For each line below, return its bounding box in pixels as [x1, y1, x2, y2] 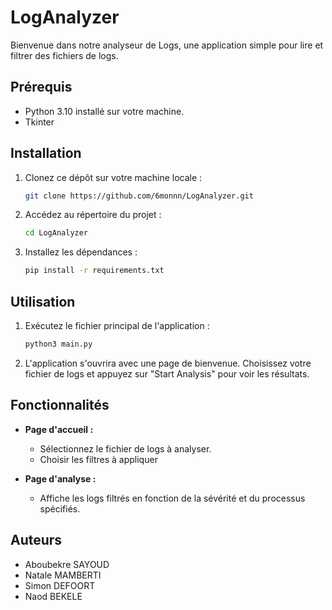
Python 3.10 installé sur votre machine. [24, 105, 185, 117]
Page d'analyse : [24, 472, 97, 485]
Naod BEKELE [24, 590, 83, 602]
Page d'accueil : [24, 423, 94, 435]
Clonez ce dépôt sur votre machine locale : [24, 171, 203, 183]
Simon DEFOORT [24, 579, 96, 591]
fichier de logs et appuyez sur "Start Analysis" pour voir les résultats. [24, 367, 310, 380]
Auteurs [10, 532, 63, 549]
